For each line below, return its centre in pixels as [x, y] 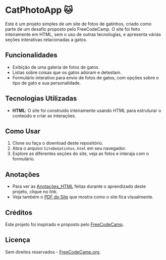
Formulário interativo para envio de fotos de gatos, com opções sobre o [85, 78]
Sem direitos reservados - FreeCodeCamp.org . [53, 252]
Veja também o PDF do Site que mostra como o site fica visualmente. [83, 197]
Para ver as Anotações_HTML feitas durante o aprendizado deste [79, 186]
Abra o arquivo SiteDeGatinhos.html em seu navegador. [69, 149]
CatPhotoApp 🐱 [39, 10]
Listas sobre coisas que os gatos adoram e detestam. [67, 72]
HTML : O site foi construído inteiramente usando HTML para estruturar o [87, 110]
